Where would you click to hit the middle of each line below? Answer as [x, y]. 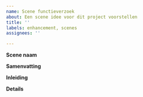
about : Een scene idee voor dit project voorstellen [72, 17]
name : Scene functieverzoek [40, 11]
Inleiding [17, 78]
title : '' [18, 22]
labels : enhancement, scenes [42, 28]
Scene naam [21, 55]
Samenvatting [23, 66]
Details [15, 89]
